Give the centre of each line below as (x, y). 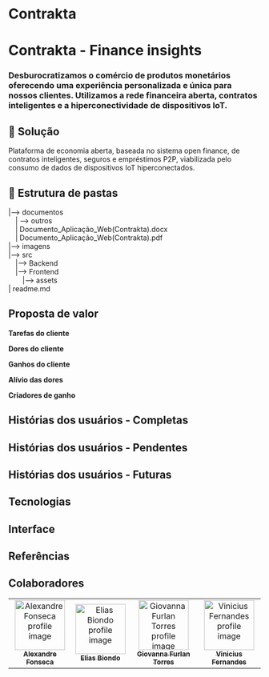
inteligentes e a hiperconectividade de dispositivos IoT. (118, 106)
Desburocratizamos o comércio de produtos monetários (119, 75)
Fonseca (40, 662)
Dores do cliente (36, 348)
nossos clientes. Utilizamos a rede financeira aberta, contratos (133, 95)
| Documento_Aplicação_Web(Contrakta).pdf (89, 238)
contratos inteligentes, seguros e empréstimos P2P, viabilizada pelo (120, 159)
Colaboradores (46, 584)
